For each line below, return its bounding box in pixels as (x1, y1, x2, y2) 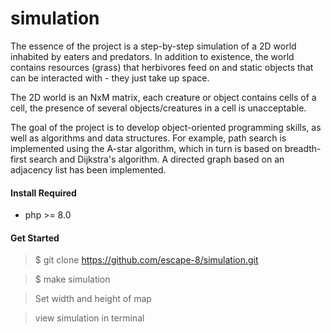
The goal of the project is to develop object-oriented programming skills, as (10, 121, 322, 133)
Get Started (10, 232, 60, 244)
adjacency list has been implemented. (10, 163, 167, 176)
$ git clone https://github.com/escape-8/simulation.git (34, 254, 259, 266)
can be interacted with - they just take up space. (10, 72, 210, 84)
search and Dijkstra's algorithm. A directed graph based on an (28, 153, 285, 165)
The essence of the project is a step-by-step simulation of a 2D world (10, 40, 297, 52)
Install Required (10, 187, 77, 199)
